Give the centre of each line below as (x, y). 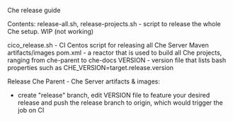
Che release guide (34, 10)
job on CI (31, 110)
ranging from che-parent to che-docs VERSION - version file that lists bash (117, 60)
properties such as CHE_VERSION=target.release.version (91, 68)
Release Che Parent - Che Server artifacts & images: (84, 81)
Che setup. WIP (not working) (51, 31)
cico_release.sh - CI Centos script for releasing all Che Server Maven (108, 45)
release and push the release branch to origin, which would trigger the (120, 103)
